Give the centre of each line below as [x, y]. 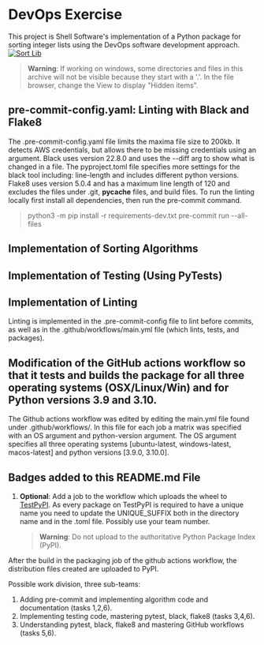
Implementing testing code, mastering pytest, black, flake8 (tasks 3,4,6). [137, 616]
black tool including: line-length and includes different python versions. [124, 174]
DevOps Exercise [65, 15]
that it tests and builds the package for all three [126, 375]
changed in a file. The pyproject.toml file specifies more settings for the [124, 167]
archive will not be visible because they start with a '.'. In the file [130, 77]
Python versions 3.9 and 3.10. [83, 400]
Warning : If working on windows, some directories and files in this [135, 68]
